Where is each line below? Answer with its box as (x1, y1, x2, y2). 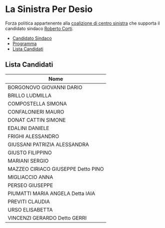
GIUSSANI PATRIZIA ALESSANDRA (7, 141, 89, 148)
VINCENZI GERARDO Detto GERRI (7, 214, 87, 221)
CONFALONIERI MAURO (7, 108, 64, 115)
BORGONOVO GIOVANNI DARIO (7, 84, 82, 91)
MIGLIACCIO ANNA (7, 173, 53, 180)
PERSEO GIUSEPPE (7, 182, 53, 189)
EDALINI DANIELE (7, 125, 49, 132)
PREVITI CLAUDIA (7, 198, 50, 205)
